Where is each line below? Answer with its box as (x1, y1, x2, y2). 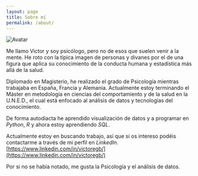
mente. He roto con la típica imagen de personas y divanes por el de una (6, 54, 184, 61)
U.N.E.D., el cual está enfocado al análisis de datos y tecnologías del (6, 97, 173, 104)
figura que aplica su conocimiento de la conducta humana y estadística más (6, 60, 192, 67)
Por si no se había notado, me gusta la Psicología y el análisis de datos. (6, 163, 180, 170)
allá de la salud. (6, 67, 44, 74)
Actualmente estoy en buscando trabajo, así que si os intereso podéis (6, 133, 177, 140)
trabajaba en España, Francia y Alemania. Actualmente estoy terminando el (6, 84, 190, 92)
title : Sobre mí (6, 14, 46, 20)
